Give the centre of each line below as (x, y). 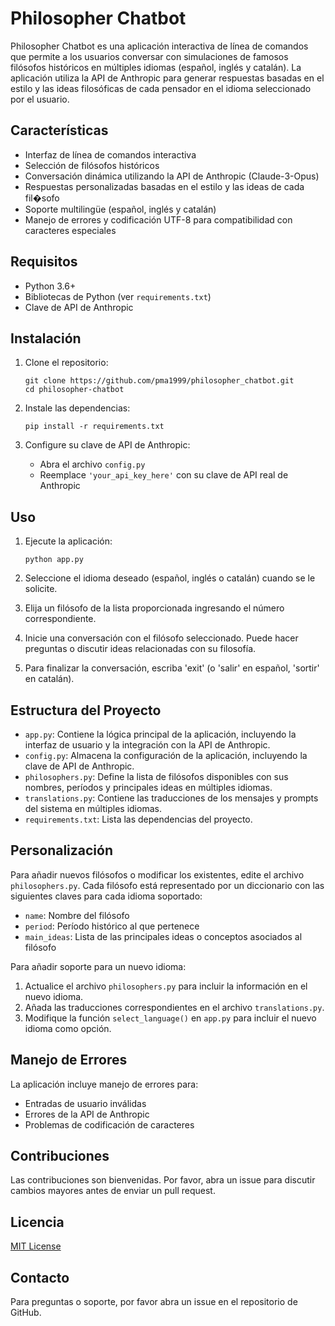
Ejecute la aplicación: (68, 541)
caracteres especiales (70, 230)
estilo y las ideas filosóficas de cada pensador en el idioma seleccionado (161, 88)
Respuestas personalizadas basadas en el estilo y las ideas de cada (164, 186)
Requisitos (44, 262)
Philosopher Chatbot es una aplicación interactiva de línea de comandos (159, 46)
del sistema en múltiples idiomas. (93, 808)
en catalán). (49, 679)
